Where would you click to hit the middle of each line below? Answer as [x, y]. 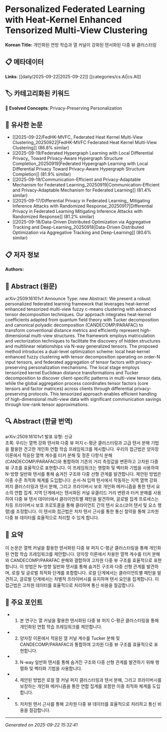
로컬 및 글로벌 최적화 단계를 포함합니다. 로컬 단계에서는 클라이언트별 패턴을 [84, 572]
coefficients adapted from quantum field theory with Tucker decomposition [82, 320]
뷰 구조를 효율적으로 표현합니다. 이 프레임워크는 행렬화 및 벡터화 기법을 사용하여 [82, 468]
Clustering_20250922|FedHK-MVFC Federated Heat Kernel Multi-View [84, 143]
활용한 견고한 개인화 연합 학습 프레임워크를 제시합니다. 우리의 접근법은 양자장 [84, 449]
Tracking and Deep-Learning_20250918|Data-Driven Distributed [78, 227]
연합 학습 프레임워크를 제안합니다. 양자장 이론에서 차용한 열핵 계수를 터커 [81, 554]
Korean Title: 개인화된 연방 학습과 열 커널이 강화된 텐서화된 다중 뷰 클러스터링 [81, 45]
